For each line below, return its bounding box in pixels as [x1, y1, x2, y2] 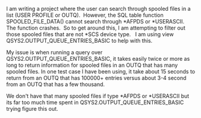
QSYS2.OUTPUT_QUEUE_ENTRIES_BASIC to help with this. [6, 37, 153, 44]
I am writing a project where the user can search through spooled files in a [6, 5, 191, 12]
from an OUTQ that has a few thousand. [6, 81, 105, 88]
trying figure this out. [6, 105, 58, 112]
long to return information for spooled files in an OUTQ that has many [6, 61, 178, 69]
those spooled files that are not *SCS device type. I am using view [6, 31, 174, 38]
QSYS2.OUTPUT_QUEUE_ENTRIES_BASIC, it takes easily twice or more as [6, 55, 190, 62]
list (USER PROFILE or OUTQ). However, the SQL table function [6, 11, 164, 19]
